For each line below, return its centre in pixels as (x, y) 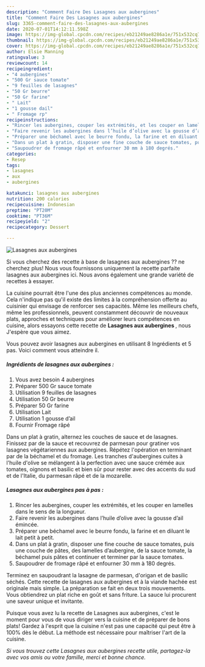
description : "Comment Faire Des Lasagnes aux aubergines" (83, 12)
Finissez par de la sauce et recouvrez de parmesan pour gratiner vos (93, 443)
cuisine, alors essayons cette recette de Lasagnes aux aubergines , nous (99, 325)
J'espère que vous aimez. (39, 332)
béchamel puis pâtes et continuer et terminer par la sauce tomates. (99, 557)
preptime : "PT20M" (30, 210)
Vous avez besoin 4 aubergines (55, 380)
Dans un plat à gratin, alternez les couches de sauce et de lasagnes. (92, 436)
